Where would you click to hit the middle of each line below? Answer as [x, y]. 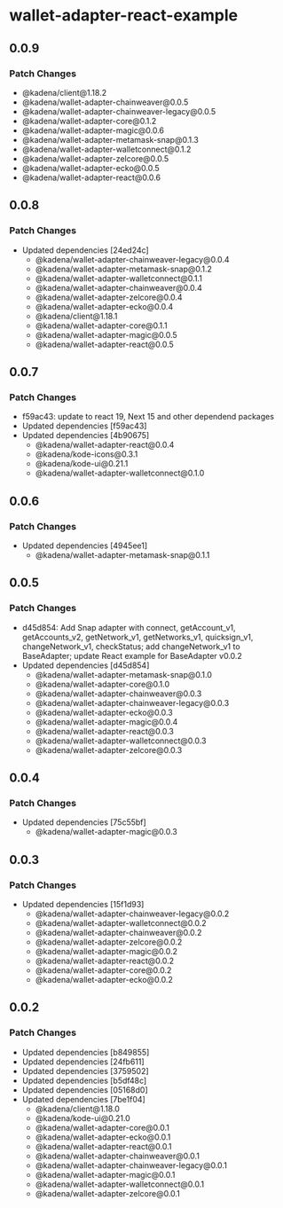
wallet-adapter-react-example [124, 16]
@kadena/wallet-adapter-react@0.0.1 [103, 1146]
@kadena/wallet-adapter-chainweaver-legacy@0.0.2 [132, 914]
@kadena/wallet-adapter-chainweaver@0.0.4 [118, 287]
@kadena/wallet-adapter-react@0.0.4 [105, 445]
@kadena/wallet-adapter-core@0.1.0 [102, 684]
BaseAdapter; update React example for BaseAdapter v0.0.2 [132, 655]
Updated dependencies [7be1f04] [84, 1099]
